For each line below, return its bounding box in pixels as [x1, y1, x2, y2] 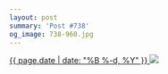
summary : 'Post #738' [9, 21, 90, 30]
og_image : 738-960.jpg [9, 29, 94, 38]
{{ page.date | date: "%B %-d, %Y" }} [9, 55, 148, 66]
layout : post [9, 12, 58, 22]
